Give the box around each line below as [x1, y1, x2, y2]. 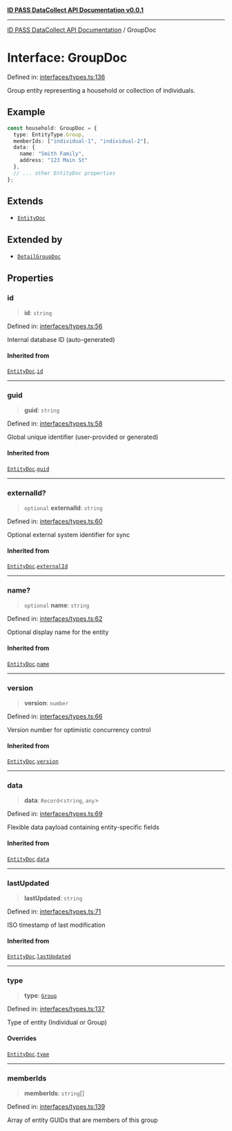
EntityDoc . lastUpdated [7, 952, 71, 961]
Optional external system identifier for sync [7, 530, 130, 539]
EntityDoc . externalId [7, 562, 68, 570]
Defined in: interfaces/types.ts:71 [7, 907, 101, 916]
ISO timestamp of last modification [7, 921, 106, 929]
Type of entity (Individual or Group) [7, 1018, 107, 1026]
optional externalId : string [23, 503, 103, 512]
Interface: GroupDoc [7, 50, 128, 66]
